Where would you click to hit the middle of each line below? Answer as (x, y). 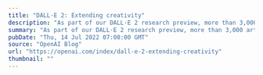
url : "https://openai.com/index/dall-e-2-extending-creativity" (115, 52)
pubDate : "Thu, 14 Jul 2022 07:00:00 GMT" (78, 37)
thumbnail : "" (31, 59)
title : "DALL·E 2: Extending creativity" (77, 15)
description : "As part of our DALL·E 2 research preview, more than (122, 23)
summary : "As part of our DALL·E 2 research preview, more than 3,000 (126, 30)
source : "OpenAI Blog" (45, 45)
